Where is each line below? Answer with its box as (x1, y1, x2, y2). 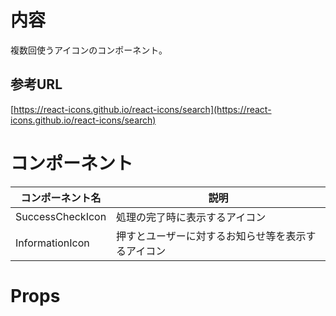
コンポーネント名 (20, 191, 102, 205)
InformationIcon (15, 236, 90, 250)
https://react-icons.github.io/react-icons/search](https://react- (13, 103, 272, 115)
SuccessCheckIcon (15, 209, 107, 223)
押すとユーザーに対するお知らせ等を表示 (116, 229, 307, 243)
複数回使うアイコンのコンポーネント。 (10, 44, 168, 56)
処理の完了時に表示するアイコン (116, 210, 267, 224)
